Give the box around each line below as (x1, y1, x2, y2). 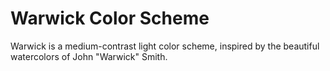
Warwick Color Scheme (10, 7, 210, 30)
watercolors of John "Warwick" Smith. (10, 50, 168, 62)
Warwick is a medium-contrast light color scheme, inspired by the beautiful (10, 40, 320, 52)
